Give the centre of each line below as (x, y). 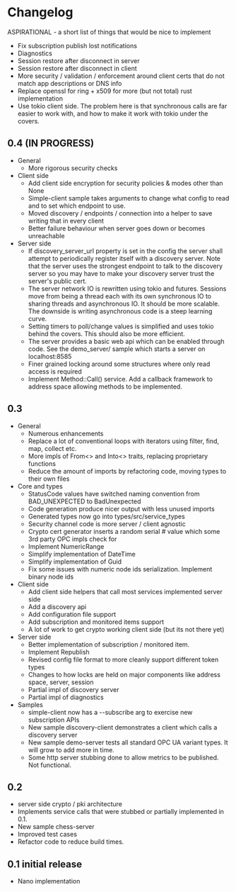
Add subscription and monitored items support (96, 622)
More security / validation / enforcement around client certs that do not (121, 76)
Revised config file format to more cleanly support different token (123, 659)
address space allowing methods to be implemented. (105, 386)
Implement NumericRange (66, 546)
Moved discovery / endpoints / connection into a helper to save (120, 213)
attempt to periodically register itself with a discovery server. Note (124, 258)
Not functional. (50, 765)
